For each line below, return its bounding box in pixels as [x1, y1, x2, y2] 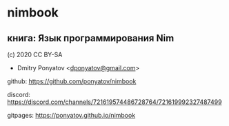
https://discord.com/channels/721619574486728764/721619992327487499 [7, 98, 222, 106]
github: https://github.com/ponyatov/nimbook [7, 77, 137, 85]
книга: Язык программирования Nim [7, 32, 175, 44]
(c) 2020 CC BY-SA [7, 50, 63, 59]
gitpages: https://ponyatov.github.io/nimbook [7, 112, 136, 119]
